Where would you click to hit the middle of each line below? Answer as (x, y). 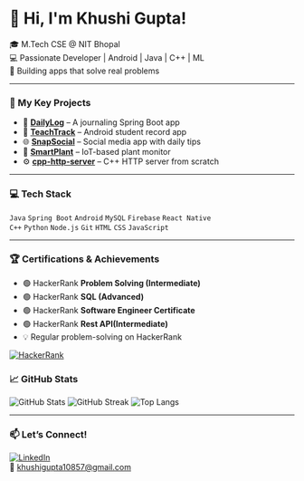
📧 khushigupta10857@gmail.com (70, 467)
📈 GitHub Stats (44, 379)
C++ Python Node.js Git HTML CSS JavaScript (89, 227)
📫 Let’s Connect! (48, 435)
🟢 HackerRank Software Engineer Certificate (109, 310)
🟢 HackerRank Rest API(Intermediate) (95, 323)
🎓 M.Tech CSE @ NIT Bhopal (65, 43)
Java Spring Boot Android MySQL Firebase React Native (110, 218)
